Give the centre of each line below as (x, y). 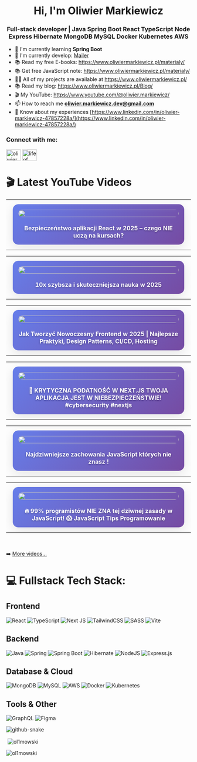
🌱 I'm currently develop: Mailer (52, 56)
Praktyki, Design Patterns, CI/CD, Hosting (98, 341)
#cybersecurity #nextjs (98, 405)
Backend (23, 639)
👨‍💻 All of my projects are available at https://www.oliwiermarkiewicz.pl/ (101, 79)
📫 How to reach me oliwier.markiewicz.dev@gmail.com (84, 103)
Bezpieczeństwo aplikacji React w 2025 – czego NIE (98, 228)
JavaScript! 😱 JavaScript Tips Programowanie (98, 518)
